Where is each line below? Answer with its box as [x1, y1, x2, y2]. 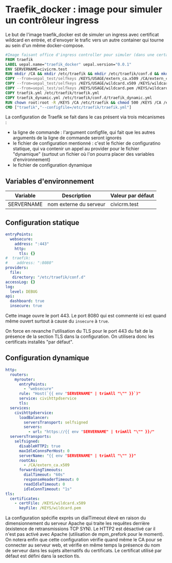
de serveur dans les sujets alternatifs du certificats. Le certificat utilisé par [5, 548, 162, 554]
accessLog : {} [5, 279, 36, 285]
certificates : [10, 496, 40, 501]
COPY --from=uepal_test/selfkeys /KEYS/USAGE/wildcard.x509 [5, 81, 137, 86]
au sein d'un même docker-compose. [5, 42, 84, 48]
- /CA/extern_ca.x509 [24, 463, 70, 468]
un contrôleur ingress [5, 14, 99, 26]
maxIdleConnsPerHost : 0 [18, 448, 70, 453]
